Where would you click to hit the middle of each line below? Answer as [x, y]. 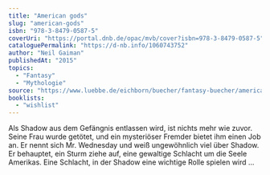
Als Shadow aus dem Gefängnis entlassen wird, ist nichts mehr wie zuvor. [131, 128]
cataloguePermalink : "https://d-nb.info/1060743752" [98, 46]
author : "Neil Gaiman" [46, 53]
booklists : [27, 98]
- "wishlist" [37, 105]
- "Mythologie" [41, 83]
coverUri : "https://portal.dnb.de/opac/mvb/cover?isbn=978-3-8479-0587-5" [136, 38]
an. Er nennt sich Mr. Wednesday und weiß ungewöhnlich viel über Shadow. [134, 145]
